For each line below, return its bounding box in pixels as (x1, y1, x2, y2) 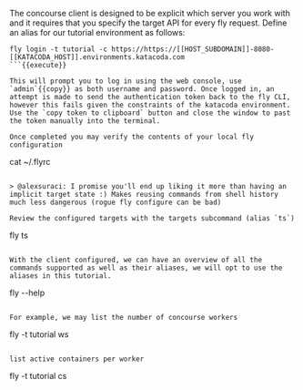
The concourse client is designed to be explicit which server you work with (9, 8, 291, 18)
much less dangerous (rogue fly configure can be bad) (9, 198, 222, 207)
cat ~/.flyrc (9, 157, 51, 167)
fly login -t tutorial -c (9, 45, 107, 54)
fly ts (9, 230, 29, 241)
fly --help (9, 287, 45, 298)
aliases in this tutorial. (9, 272, 112, 281)
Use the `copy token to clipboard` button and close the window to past (9, 108, 291, 118)
